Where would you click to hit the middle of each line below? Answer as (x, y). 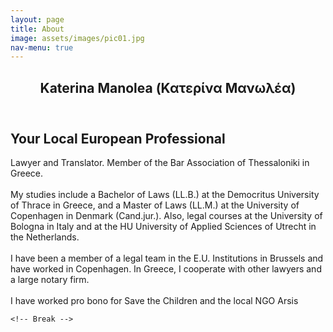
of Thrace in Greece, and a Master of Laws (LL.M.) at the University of (155, 205)
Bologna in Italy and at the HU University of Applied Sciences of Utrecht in (163, 227)
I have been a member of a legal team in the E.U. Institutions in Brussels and (167, 258)
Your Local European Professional (118, 138)
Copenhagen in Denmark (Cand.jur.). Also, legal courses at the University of (166, 216)
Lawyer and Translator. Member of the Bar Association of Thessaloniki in (160, 163)
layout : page (37, 19)
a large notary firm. (50, 280)
